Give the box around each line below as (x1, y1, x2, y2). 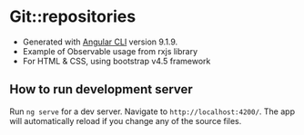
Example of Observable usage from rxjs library (22, 45, 198, 56)
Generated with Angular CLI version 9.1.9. (22, 36, 178, 47)
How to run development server (9, 82, 193, 97)
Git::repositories (9, 6, 137, 27)
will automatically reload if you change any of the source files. (9, 115, 242, 126)
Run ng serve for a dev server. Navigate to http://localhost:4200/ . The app (9, 106, 296, 117)
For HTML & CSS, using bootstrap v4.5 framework (22, 55, 211, 66)
